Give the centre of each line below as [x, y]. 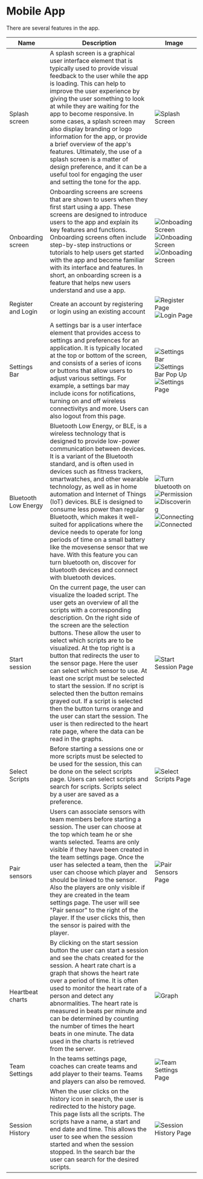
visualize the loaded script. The [94, 595]
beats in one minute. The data [92, 1034]
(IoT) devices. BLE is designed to [96, 501]
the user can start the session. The [99, 716]
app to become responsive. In [92, 113]
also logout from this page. [88, 416]
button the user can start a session [99, 950]
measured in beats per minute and [98, 1010]
